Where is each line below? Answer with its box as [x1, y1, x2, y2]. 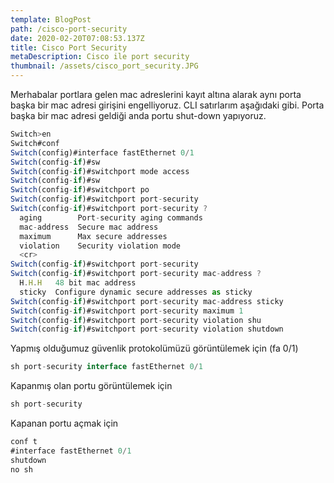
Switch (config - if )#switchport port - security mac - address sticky [10, 296, 284, 306]
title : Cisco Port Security [10, 42, 128, 53]
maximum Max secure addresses [19, 231, 168, 241]
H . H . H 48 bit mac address [19, 278, 137, 288]
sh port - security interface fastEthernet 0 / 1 [10, 362, 203, 372]
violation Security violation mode [19, 241, 182, 251]
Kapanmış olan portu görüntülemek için [10, 380, 173, 392]
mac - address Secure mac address [19, 222, 159, 232]
